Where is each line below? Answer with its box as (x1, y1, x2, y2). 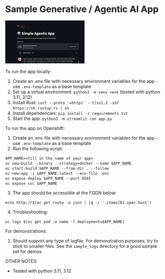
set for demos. (12, 248, 43, 254)
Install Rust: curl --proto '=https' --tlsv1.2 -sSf (12, 99, 119, 105)
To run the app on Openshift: (5, 125, 65, 131)
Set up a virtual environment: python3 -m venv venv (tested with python (12, 89, 160, 95)
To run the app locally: (5, 68, 52, 74)
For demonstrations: (5, 228, 47, 234)
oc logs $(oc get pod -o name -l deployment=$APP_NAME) (5, 219, 125, 224)
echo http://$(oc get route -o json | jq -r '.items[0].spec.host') (5, 200, 152, 205)
